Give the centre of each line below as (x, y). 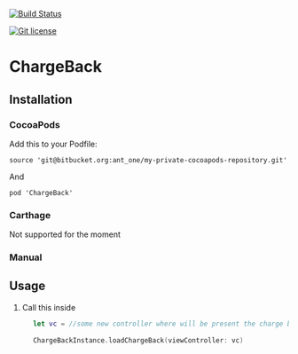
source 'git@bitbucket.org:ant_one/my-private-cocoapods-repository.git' (149, 160)
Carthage (30, 215)
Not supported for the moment (65, 234)
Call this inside (49, 307)
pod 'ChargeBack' (41, 193)
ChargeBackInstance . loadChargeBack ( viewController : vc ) (138, 340)
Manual (26, 257)
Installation (41, 99)
